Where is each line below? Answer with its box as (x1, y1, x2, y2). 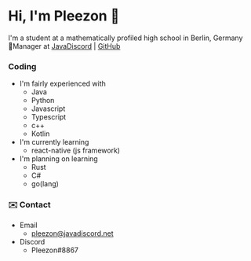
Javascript (31, 104, 66, 113)
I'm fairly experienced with (19, 79, 106, 89)
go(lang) (31, 179, 59, 189)
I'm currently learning (19, 138, 89, 147)
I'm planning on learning (19, 154, 98, 164)
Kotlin (31, 129, 50, 138)
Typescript (31, 112, 67, 122)
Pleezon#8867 (31, 245, 79, 255)
